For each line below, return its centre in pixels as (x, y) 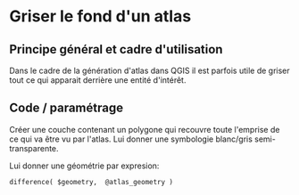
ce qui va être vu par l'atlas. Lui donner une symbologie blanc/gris (131, 139)
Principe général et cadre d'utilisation (116, 49)
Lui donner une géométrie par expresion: (84, 166)
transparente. (34, 148)
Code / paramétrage (66, 108)
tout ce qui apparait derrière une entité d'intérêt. (98, 80)
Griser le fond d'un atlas (100, 16)
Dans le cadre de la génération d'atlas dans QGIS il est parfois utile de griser (149, 70)
